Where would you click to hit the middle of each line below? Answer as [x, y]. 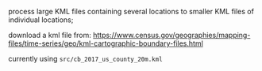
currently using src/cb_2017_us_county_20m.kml [85, 59]
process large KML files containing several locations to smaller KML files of [131, 11]
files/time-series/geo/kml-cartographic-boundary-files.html [106, 43]
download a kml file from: [50, 35]
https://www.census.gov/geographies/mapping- [171, 35]
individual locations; [41, 20]
